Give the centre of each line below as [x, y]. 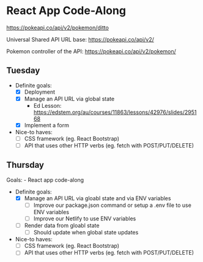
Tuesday [23, 71]
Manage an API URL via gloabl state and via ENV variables [98, 198]
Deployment [40, 92]
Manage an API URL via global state [69, 99]
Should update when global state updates [86, 233]
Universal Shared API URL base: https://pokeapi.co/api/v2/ [80, 39]
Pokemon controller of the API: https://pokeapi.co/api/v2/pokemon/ [91, 51]
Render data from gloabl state [62, 226]
